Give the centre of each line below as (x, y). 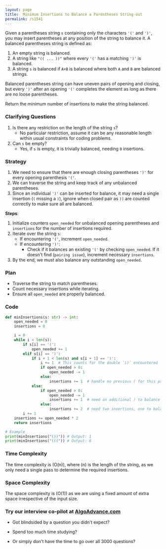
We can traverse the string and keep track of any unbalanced (75, 183)
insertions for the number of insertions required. (62, 228)
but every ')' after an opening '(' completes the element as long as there (81, 89)
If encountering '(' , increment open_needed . (64, 239)
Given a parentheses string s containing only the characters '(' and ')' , (79, 33)
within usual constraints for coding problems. (66, 138)
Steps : (12, 213)
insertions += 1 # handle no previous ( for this (102, 381)
